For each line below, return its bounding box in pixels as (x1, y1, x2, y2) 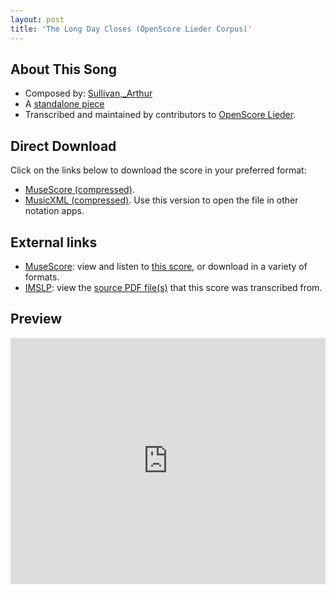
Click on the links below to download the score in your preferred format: (10, 164, 307, 176)
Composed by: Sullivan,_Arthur (24, 87, 153, 100)
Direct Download (10, 137, 117, 155)
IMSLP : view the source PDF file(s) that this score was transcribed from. (24, 281, 323, 293)
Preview (10, 311, 63, 328)
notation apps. (24, 205, 85, 217)
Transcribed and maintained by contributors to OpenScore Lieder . (24, 109, 297, 121)
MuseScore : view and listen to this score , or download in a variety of (24, 260, 308, 272)
